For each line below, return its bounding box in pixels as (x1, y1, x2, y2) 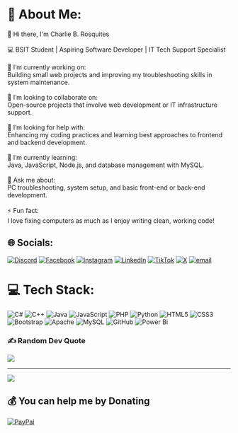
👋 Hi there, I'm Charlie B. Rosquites (7, 30, 110, 38)
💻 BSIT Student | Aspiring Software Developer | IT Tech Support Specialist (7, 45, 226, 54)
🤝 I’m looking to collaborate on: (7, 93, 98, 101)
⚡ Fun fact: (7, 206, 39, 214)
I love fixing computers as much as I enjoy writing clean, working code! (7, 216, 215, 225)
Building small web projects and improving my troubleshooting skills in (7, 70, 212, 79)
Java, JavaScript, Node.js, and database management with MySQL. (7, 161, 204, 169)
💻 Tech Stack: (7, 282, 95, 298)
